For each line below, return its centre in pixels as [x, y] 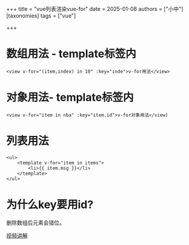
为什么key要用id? [50, 204]
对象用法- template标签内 [70, 97]
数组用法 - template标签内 [71, 54]
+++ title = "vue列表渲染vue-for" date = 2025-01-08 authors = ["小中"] [95, 9]
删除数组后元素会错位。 [35, 223]
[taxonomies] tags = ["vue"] [41, 16]
